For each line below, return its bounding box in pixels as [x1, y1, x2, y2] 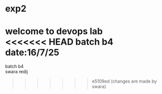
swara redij [5, 69, 28, 75]
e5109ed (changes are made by [92, 78, 157, 85]
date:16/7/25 [5, 47, 60, 58]
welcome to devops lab [5, 26, 103, 37]
